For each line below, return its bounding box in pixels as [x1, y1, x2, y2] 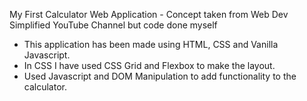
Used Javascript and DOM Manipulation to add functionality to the [23, 70, 297, 82]
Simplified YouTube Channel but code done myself [9, 19, 218, 31]
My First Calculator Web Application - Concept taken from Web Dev [9, 9, 289, 20]
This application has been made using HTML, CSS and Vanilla [23, 39, 279, 50]
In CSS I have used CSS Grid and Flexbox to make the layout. [23, 60, 276, 71]
